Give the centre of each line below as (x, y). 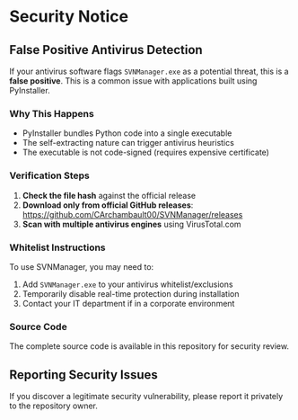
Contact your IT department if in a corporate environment (128, 303)
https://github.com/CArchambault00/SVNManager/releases (132, 214)
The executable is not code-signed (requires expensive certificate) (145, 152)
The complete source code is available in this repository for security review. (149, 346)
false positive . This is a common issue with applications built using (133, 81)
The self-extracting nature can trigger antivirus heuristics (128, 143)
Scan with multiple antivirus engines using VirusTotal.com (131, 224)
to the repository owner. (54, 406)
